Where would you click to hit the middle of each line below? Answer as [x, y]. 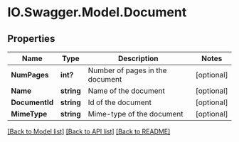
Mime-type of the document [136, 114]
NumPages [30, 75]
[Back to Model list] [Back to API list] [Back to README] [89, 131]
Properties [31, 39]
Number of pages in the [127, 70]
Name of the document [126, 91]
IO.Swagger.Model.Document [97, 12]
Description [138, 59]
